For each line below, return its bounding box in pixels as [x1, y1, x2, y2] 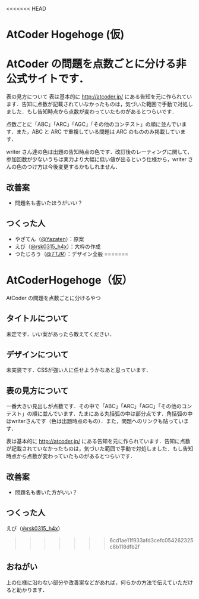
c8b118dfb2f [109, 543, 140, 550]
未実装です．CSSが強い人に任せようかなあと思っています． [6, 366, 151, 373]
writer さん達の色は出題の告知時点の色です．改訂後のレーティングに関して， [6, 149, 193, 156]
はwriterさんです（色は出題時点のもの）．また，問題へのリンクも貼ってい [6, 418, 184, 425]
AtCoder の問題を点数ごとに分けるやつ [6, 294, 101, 301]
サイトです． [27, 72, 89, 86]
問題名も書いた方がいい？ [14, 489, 78, 496]
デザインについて [6, 349, 69, 360]
